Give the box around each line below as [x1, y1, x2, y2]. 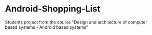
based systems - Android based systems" [5, 24, 88, 30]
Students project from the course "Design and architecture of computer [5, 19, 147, 25]
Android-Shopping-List [5, 3, 100, 14]
